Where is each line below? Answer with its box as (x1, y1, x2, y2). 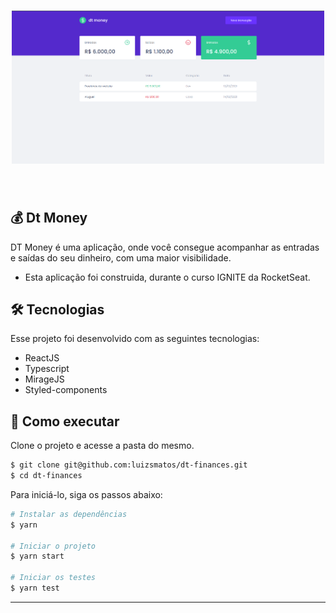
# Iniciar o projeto (10, 541, 97, 551)
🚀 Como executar (10, 413, 120, 430)
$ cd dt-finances (10, 471, 83, 481)
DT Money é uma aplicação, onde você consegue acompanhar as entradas (10, 241, 320, 253)
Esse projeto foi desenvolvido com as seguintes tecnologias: (10, 333, 260, 345)
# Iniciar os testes (10, 573, 97, 583)
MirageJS (24, 373, 65, 385)
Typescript (24, 363, 70, 375)
